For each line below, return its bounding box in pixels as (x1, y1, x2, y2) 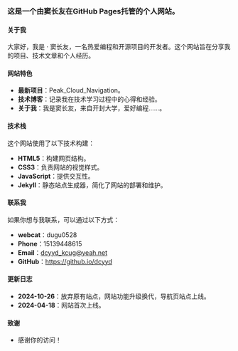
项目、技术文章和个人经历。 (13, 51, 94, 60)
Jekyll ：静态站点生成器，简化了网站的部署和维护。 (17, 180, 167, 189)
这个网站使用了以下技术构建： (7, 139, 94, 147)
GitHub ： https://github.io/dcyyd (17, 257, 112, 266)
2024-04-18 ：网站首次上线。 (17, 300, 105, 309)
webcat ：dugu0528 (17, 230, 77, 239)
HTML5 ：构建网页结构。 (17, 154, 90, 162)
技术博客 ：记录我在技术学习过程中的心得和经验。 (17, 95, 161, 104)
